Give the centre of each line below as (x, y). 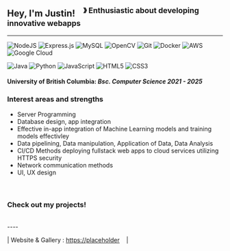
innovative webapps (44, 24)
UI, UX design (37, 172)
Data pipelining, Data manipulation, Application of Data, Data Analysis (115, 143)
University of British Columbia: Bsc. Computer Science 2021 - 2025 (105, 81)
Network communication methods (65, 165)
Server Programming (47, 114)
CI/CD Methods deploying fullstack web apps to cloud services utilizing (118, 150)
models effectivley (43, 136)
